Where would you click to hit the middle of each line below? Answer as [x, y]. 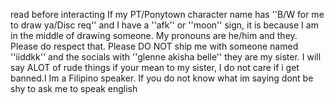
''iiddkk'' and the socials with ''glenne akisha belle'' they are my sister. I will [166, 57]
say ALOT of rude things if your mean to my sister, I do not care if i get [155, 67]
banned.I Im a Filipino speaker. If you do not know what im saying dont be [162, 78]
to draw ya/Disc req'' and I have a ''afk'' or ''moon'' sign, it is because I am [164, 25]
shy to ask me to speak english [74, 88]
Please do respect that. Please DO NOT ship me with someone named [154, 46]
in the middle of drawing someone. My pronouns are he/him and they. [154, 35]
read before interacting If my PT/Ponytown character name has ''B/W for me [167, 14]
